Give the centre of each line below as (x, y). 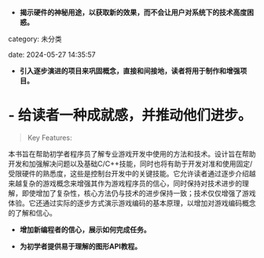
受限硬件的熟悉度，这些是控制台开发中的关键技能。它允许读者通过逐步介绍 (128, 173)
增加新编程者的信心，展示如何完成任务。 (85, 229)
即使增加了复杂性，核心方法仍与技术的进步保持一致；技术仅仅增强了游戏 (139, 193)
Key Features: (49, 138)
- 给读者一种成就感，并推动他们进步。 (130, 115)
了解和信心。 (35, 212)
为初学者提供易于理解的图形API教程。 (81, 246)
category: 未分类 (35, 39)
